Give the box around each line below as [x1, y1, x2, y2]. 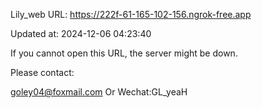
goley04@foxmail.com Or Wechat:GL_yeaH [10, 86, 188, 98]
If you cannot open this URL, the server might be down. [10, 47, 238, 59]
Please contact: [10, 67, 75, 78]
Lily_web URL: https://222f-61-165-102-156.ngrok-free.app [10, 9, 252, 20]
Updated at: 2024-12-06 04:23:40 [10, 28, 152, 39]
